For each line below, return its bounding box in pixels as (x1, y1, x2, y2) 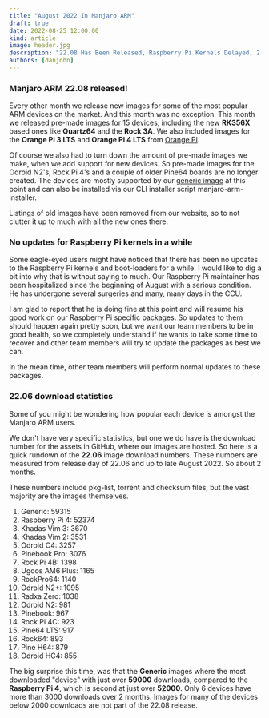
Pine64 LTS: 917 (20, 625, 74, 635)
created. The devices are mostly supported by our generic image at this (9, 176, 246, 185)
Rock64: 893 (20, 633, 64, 644)
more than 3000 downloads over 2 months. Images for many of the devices (9, 692, 259, 701)
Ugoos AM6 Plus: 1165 (20, 565, 95, 576)
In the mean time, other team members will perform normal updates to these (9, 362, 261, 372)
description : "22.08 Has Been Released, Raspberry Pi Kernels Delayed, (9, 49, 253, 57)
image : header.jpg (9, 42, 70, 50)
